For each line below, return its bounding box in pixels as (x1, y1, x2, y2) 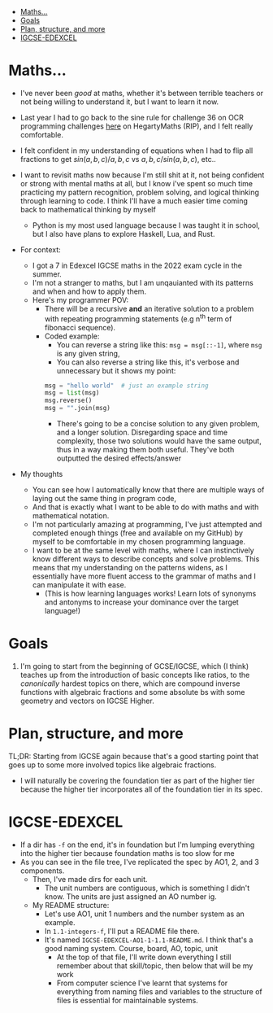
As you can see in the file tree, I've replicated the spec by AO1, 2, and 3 (19, 857, 260, 867)
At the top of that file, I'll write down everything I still (56, 952, 232, 962)
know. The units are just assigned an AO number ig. (44, 891, 217, 902)
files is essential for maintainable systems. (56, 995, 199, 1005)
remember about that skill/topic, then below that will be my (56, 960, 253, 971)
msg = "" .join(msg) (44, 404, 111, 413)
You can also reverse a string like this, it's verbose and (56, 357, 240, 367)
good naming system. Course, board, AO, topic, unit (44, 943, 219, 953)
